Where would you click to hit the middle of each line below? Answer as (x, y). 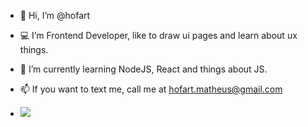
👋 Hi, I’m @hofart (55, 15)
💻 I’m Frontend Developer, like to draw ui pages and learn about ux (158, 35)
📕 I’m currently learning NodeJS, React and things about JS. (143, 69)
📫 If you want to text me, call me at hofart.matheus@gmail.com (151, 89)
